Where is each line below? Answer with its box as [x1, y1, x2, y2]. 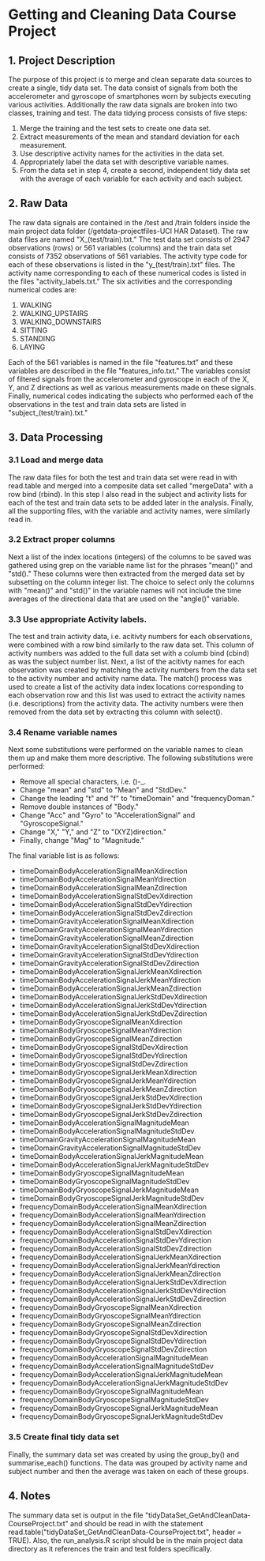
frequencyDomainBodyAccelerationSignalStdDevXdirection [19, 1227, 212, 1237]
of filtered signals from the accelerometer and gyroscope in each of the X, [8, 374, 250, 384]
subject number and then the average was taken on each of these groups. [8, 1466, 249, 1476]
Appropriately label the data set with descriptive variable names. [19, 157, 230, 167]
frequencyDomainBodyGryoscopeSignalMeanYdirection [19, 1311, 201, 1321]
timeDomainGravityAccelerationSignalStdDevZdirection [19, 958, 200, 969]
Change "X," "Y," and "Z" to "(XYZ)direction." [19, 827, 167, 837]
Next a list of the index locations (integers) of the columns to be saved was [8, 551, 252, 562]
